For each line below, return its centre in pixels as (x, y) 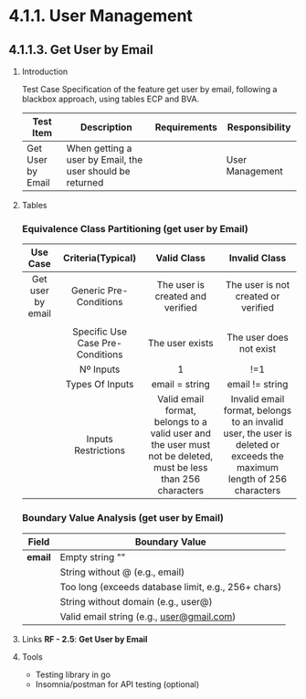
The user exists (180, 344)
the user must (181, 445)
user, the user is (257, 433)
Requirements (186, 127)
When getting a (99, 148)
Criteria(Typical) (100, 259)
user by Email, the (105, 159)
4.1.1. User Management (101, 16)
